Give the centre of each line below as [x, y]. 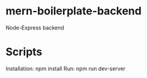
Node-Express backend [35, 28]
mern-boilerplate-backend [73, 11]
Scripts [24, 52]
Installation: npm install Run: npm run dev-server [66, 68]
